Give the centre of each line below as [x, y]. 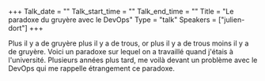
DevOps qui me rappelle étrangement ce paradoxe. [92, 68]
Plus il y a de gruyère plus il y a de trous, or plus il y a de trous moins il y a [129, 43]
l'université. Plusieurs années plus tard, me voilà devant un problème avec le [133, 60]
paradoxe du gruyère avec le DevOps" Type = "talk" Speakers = [112, 20]
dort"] [18, 28]
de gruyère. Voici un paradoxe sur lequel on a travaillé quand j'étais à [121, 52]
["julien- [231, 20]
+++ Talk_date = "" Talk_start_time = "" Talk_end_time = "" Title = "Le [121, 11]
